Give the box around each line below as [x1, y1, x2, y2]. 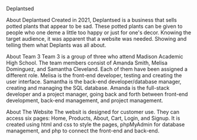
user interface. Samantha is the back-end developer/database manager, [6, 78, 182, 85]
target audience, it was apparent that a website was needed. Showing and [6, 35, 187, 42]
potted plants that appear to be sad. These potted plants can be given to [6, 23, 183, 30]
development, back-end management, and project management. [6, 97, 164, 104]
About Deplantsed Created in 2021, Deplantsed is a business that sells [6, 17, 177, 23]
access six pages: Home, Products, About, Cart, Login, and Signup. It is [6, 115, 180, 122]
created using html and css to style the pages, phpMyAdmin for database [6, 121, 185, 128]
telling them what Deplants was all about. [6, 41, 106, 48]
